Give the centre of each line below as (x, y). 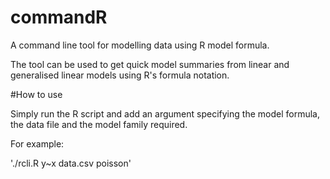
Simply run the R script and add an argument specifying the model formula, (165, 113)
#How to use (36, 94)
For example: (37, 143)
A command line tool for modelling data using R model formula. (140, 45)
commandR (59, 17)
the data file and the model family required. (99, 124)
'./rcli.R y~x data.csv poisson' (71, 163)
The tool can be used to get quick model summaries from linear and (150, 64)
